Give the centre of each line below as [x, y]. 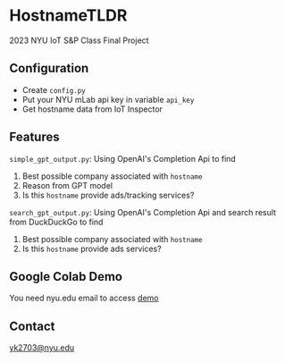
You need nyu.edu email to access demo [84, 298]
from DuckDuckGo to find [56, 222]
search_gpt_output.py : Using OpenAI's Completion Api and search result [143, 212]
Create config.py [54, 89]
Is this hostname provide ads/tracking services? [108, 195]
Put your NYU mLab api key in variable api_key [108, 99]
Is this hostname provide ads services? [92, 248]
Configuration [49, 68]
